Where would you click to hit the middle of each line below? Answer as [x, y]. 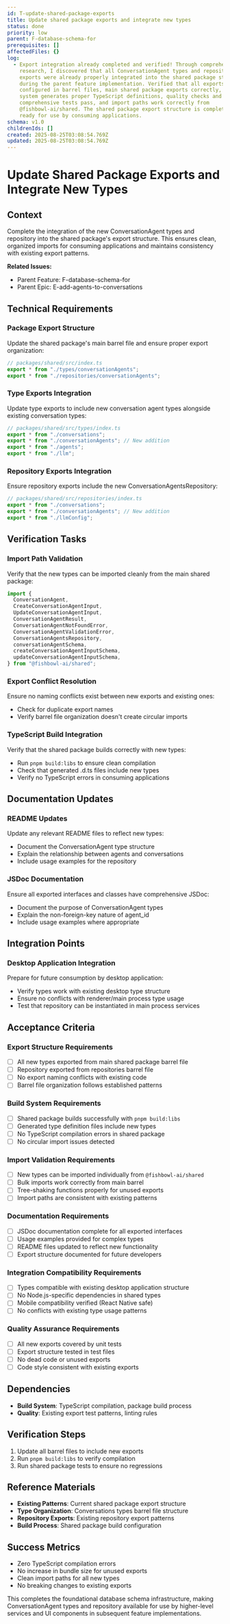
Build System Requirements [54, 1103]
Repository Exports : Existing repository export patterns [95, 1518]
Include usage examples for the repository [77, 861]
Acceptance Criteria [51, 1027]
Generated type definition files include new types [86, 1126]
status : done [26, 26]
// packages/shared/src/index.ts [55, 363]
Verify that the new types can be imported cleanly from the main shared [108, 574]
